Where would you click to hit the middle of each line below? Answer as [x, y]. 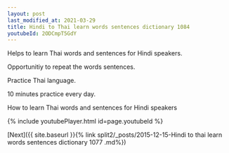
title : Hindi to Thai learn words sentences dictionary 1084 [99, 27]
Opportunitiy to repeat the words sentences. [71, 67]
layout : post [26, 14]
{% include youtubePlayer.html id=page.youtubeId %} [85, 121]
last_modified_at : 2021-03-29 [52, 20]
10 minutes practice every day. [52, 94]
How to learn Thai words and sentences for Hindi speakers [92, 108]
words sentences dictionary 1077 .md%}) [67, 142]
